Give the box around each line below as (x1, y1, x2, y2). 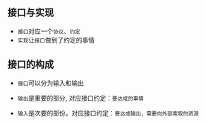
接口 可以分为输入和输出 (17, 79, 85, 87)
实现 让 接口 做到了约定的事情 (17, 35, 95, 44)
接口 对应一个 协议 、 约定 (17, 27, 81, 35)
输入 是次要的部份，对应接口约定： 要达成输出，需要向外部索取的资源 (17, 108, 199, 117)
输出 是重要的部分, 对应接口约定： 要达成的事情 (17, 94, 144, 102)
